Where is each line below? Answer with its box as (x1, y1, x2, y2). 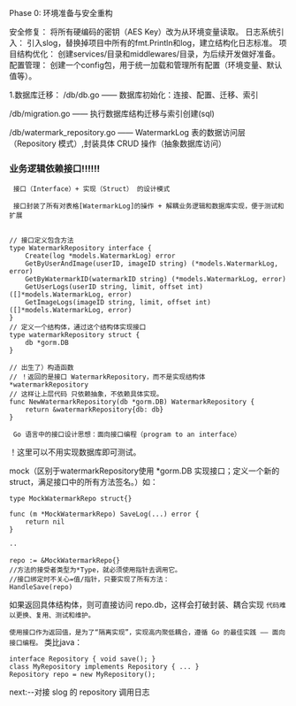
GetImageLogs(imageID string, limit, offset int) (25, 298, 212, 307)
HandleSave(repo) (9, 583, 73, 592)
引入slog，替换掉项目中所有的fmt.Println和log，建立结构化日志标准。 (26, 38, 277, 48)
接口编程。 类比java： (9, 637, 83, 648)
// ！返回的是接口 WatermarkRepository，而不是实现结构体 (9, 372, 206, 382)
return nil (25, 518, 65, 526)
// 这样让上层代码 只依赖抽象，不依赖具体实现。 (9, 390, 163, 399)
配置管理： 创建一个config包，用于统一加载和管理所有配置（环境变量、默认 (9, 60, 283, 70)
